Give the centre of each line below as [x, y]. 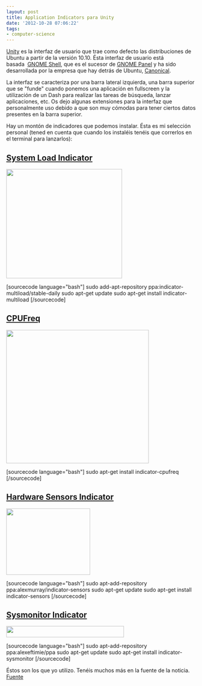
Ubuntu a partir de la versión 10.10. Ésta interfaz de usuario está [85, 58]
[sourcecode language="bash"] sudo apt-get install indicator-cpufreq [93, 471]
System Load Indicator [50, 158]
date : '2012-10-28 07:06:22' [43, 23]
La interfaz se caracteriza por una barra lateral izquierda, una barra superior [100, 83]
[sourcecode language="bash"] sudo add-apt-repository [77, 286]
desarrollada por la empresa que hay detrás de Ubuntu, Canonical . [89, 71]
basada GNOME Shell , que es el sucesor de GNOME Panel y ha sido [91, 65]
